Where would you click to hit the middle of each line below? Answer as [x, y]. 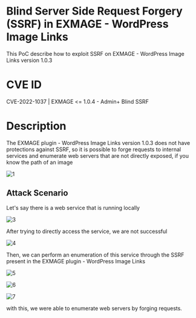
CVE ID [24, 85]
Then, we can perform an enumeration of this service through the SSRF [95, 255]
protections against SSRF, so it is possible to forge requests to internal [94, 149]
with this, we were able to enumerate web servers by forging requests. [94, 308]
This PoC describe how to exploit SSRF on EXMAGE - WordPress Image [95, 53]
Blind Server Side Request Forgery [94, 11]
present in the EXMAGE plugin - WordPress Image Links [76, 261]
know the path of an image [40, 162]
